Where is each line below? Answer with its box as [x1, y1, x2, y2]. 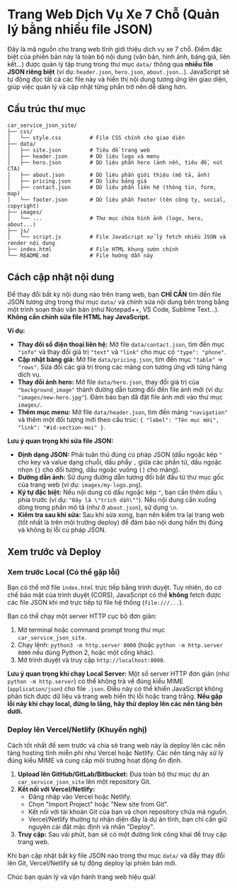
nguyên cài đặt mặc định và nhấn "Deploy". [28, 822, 155, 831]
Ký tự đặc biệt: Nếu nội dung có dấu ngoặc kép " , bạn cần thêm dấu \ [17, 488, 223, 496]
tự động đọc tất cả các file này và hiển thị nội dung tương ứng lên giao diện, [7, 74, 228, 84]
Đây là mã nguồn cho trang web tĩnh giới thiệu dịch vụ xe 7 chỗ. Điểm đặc [7, 45, 223, 53]
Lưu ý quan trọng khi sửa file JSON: [7, 436, 114, 445]
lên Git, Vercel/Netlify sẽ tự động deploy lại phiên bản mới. [7, 858, 178, 867]
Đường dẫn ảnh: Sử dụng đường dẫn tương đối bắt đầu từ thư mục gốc [17, 472, 224, 481]
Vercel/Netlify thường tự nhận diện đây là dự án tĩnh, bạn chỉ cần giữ [28, 814, 228, 824]
